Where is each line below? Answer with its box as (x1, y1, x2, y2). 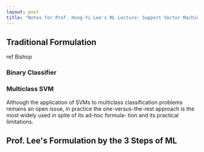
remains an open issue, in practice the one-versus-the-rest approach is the (6, 105, 195, 112)
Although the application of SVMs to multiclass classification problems (6, 98, 183, 106)
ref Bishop (6, 53, 32, 61)
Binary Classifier (6, 68, 56, 77)
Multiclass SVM (6, 85, 54, 93)
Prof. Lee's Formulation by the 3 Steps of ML (6, 135, 177, 146)
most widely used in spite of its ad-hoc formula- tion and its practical (6, 111, 179, 119)
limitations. (6, 118, 34, 125)
